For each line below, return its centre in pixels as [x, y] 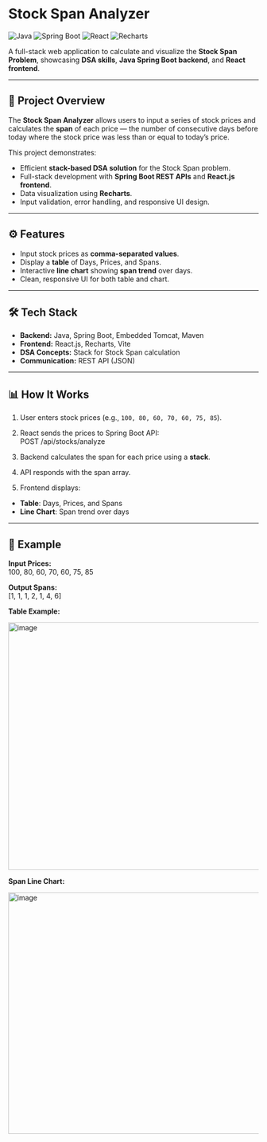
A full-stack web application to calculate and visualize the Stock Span [123, 51]
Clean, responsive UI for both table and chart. [94, 279]
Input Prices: [30, 563]
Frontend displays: [50, 488]
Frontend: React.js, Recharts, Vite [75, 344]
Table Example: [34, 611]
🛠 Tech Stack [43, 312]
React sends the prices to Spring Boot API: [89, 433]
